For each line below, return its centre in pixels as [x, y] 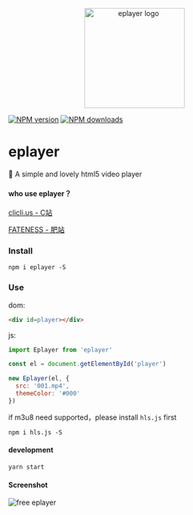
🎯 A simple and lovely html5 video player [75, 174]
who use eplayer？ [40, 193]
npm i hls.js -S [35, 433]
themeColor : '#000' [48, 394]
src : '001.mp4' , [42, 386]
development [31, 450]
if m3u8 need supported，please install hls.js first [92, 417]
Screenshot [28, 485]
